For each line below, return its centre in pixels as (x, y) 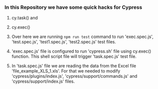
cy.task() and (25, 18)
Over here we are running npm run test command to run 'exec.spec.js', (82, 37)
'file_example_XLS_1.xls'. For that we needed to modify (66, 71)
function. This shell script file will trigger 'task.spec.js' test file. (74, 56)
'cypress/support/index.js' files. (43, 81)
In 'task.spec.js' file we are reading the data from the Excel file (74, 66)
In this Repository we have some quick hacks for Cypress (73, 7)
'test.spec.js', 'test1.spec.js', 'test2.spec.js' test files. (64, 42)
